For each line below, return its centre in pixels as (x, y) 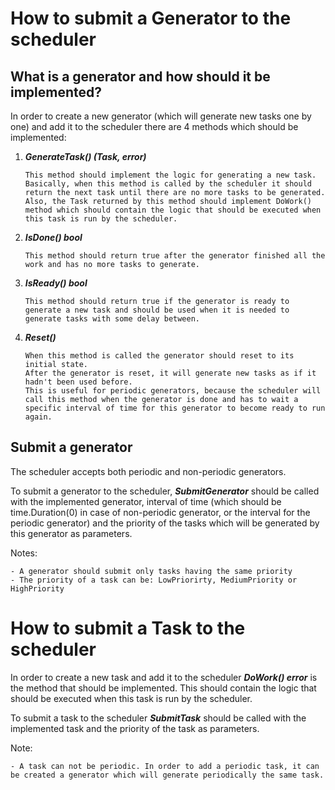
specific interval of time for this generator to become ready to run (175, 408)
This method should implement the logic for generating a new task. (170, 175)
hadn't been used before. (78, 382)
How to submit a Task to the (128, 628)
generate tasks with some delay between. (112, 319)
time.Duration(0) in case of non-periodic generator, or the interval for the (160, 512)
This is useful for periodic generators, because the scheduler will (173, 391)
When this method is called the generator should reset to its (159, 356)
